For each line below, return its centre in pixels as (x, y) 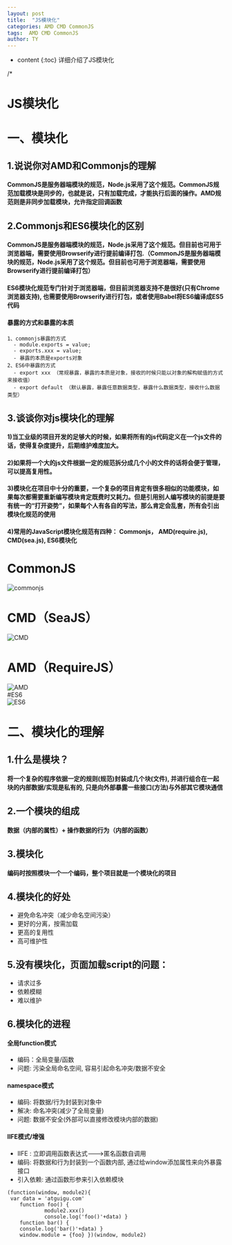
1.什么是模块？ (38, 760)
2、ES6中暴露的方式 (31, 366)
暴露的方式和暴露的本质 (40, 322)
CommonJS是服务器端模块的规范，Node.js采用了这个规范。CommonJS (110, 185)
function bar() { (45, 1223)
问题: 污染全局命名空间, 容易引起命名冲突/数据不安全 (91, 1068)
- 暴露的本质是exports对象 (48, 358)
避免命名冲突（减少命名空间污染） (66, 915)
